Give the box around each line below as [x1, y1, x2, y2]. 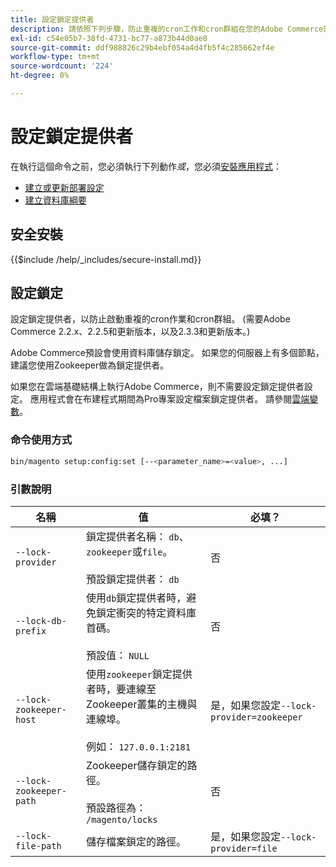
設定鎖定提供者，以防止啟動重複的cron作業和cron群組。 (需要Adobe [10, 313, 291, 325]
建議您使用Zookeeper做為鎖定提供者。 [10, 359, 170, 371]
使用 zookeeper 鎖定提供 [85, 667, 193, 681]
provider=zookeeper [210, 711, 303, 723]
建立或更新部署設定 [24, 181, 105, 193]
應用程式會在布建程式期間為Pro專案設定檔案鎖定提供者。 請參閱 [29, 393, 293, 405]
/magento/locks [85, 814, 158, 825]
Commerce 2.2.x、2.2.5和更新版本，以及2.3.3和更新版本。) [10, 326, 251, 338]
